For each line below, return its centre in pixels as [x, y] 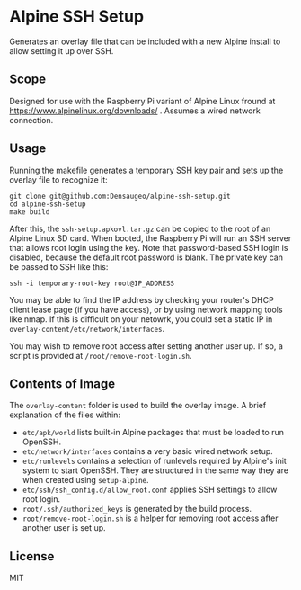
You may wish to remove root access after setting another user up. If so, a [146, 346]
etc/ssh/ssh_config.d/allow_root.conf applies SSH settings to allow [150, 490]
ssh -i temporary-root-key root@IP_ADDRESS [92, 283]
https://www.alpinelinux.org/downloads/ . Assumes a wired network [135, 111]
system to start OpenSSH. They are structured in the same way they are [155, 470]
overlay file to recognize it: [58, 179]
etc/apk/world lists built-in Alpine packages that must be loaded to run [153, 433]
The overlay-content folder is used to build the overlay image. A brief [138, 406]
